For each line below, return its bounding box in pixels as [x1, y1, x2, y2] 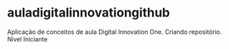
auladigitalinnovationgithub [7, 5, 170, 21]
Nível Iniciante [7, 35, 48, 43]
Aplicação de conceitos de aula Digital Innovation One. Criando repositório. [7, 28, 222, 36]
